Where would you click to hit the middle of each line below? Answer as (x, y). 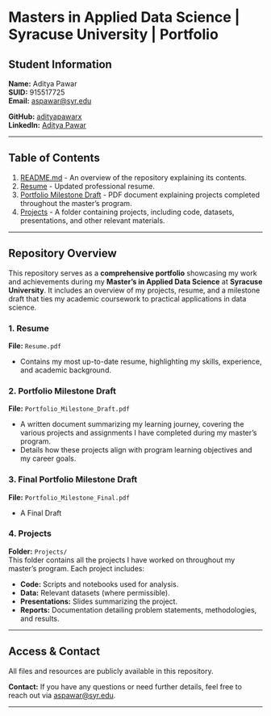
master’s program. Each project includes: (77, 568)
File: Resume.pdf (35, 345)
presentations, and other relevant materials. (92, 220)
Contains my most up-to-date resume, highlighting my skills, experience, (141, 361)
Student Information (60, 64)
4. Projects (30, 533)
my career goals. (48, 459)
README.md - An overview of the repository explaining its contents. (133, 177)
